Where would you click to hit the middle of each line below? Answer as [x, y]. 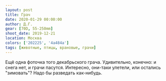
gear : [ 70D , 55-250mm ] [29, 29]
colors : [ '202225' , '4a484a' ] [37, 43]
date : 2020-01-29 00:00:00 [34, 19]
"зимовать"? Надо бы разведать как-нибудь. [54, 73]
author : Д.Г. [19, 24]
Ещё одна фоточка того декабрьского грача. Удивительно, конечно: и [81, 62]
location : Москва [24, 38]
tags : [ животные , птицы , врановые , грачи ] [51, 48]
